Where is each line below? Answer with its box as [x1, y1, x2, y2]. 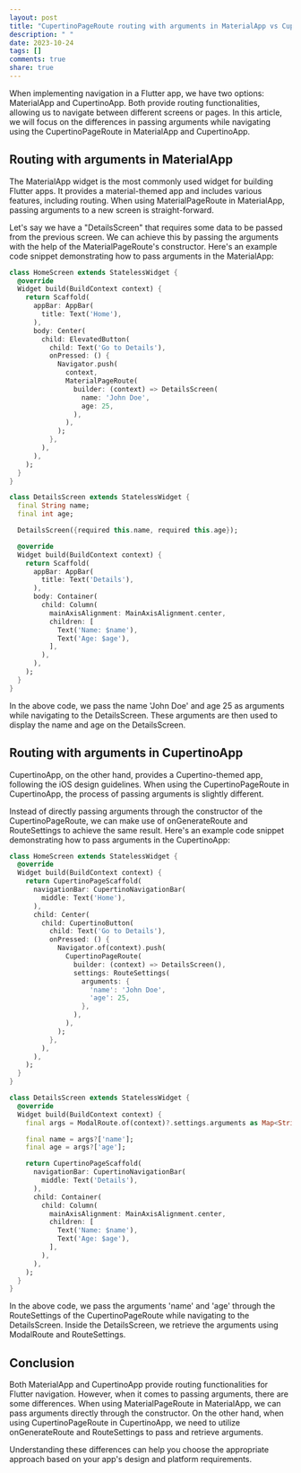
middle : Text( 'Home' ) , [41, 893, 126, 903]
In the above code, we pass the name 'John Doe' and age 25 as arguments [9, 700, 285, 710]
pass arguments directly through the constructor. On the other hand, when [9, 1407, 284, 1419]
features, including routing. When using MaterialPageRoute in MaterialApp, [9, 195, 285, 206]
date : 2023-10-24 [9, 38, 74, 48]
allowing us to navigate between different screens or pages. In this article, [9, 107, 282, 118]
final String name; [17, 501, 90, 510]
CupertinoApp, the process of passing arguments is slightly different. [9, 788, 264, 799]
